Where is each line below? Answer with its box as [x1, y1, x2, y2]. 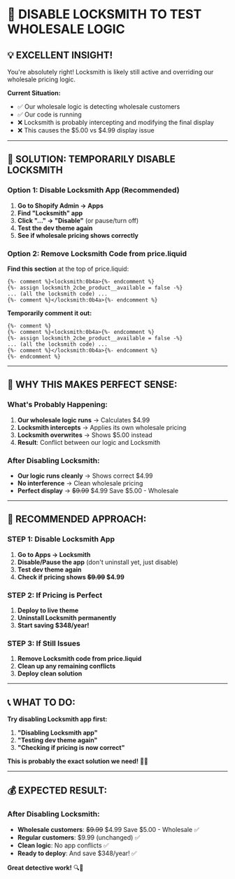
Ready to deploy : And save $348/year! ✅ [17, 849, 137, 857]
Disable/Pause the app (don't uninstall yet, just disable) [17, 558, 178, 566]
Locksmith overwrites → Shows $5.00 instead [17, 431, 152, 439]
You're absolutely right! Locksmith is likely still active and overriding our [7, 68, 214, 76]
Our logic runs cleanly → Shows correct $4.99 [17, 471, 153, 480]
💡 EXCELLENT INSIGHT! [7, 49, 113, 61]
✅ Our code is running [17, 110, 82, 119]
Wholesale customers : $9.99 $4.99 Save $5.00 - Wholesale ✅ [17, 825, 200, 833]
